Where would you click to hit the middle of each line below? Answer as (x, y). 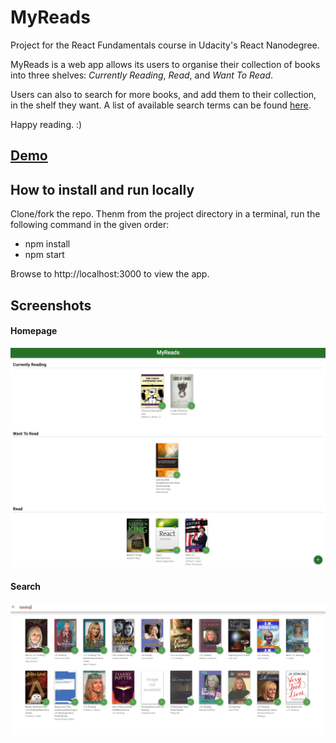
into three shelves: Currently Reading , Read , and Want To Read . (142, 75)
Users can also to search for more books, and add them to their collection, (163, 94)
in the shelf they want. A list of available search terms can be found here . (161, 105)
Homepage (34, 331)
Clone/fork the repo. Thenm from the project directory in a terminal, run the (165, 214)
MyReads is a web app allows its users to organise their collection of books (165, 64)
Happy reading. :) (46, 124)
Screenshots (51, 305)
